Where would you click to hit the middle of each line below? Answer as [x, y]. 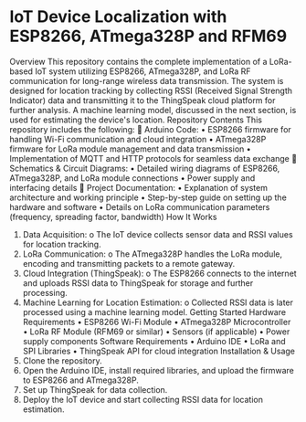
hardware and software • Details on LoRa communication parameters [140, 206]
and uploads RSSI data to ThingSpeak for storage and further [138, 283]
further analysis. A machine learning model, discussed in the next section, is [153, 110]
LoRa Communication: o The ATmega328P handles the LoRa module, [153, 254]
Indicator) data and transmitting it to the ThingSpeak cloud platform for [142, 100]
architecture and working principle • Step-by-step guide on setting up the [148, 197]
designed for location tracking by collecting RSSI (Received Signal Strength [151, 90]
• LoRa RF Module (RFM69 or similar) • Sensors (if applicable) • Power [156, 332]
